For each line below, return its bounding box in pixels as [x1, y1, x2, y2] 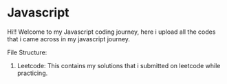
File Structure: [7, 48, 47, 56]
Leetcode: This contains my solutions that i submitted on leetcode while [17, 61, 221, 70]
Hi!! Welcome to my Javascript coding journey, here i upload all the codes [7, 28, 216, 36]
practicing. [17, 69, 48, 77]
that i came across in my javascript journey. [7, 34, 131, 43]
